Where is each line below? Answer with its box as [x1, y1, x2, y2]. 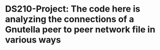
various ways [5, 34, 61, 46]
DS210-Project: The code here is [5, 3, 140, 15]
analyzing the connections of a [5, 14, 134, 25]
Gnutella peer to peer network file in [5, 24, 156, 35]
